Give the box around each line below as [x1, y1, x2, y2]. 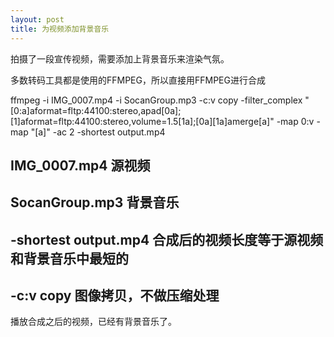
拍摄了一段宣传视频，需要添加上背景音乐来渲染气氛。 [10, 52, 230, 65]
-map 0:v [276, 115, 315, 127]
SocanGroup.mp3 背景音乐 [10, 194, 180, 211]
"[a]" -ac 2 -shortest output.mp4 [30, 126, 166, 138]
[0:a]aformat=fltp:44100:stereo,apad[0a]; [10, 104, 182, 116]
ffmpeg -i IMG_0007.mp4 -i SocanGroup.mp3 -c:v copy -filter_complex [10, 94, 303, 106]
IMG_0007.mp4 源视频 [10, 157, 151, 174]
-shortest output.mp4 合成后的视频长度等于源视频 [10, 231, 324, 248]
